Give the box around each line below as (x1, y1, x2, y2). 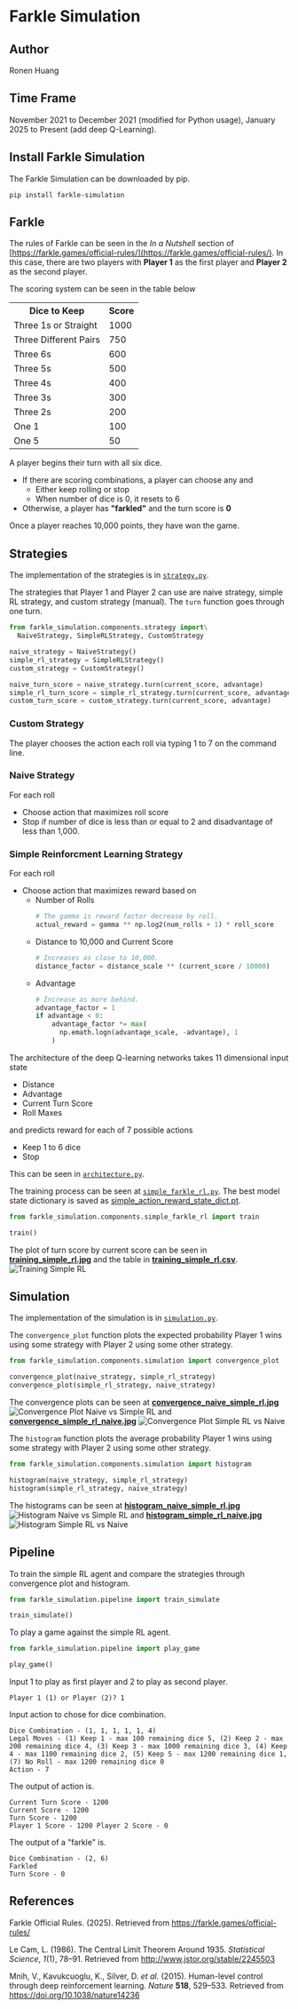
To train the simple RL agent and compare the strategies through (9, 1568, 246, 1579)
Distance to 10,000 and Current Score (35, 936, 174, 947)
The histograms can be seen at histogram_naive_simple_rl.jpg (9, 1500, 241, 1510)
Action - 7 (9, 1765, 50, 1774)
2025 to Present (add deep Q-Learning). (9, 124, 157, 134)
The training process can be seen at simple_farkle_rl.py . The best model (9, 1185, 280, 1197)
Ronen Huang (9, 65, 59, 76)
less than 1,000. (21, 825, 80, 836)
